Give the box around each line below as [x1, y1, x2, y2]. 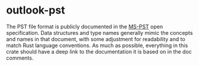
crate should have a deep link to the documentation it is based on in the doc [6, 48, 192, 55]
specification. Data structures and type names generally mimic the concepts [6, 29, 193, 36]
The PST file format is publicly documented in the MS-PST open [6, 23, 163, 30]
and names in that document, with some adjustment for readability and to [6, 35, 185, 42]
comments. [6, 54, 34, 61]
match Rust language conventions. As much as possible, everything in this [6, 42, 188, 49]
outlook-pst [6, 4, 65, 17]
